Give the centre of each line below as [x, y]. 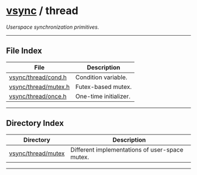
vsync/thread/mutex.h [40, 87]
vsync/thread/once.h [38, 96]
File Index [24, 51]
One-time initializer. [103, 96]
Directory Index [35, 123]
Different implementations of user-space [127, 149]
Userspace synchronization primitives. [53, 27]
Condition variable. [101, 77]
